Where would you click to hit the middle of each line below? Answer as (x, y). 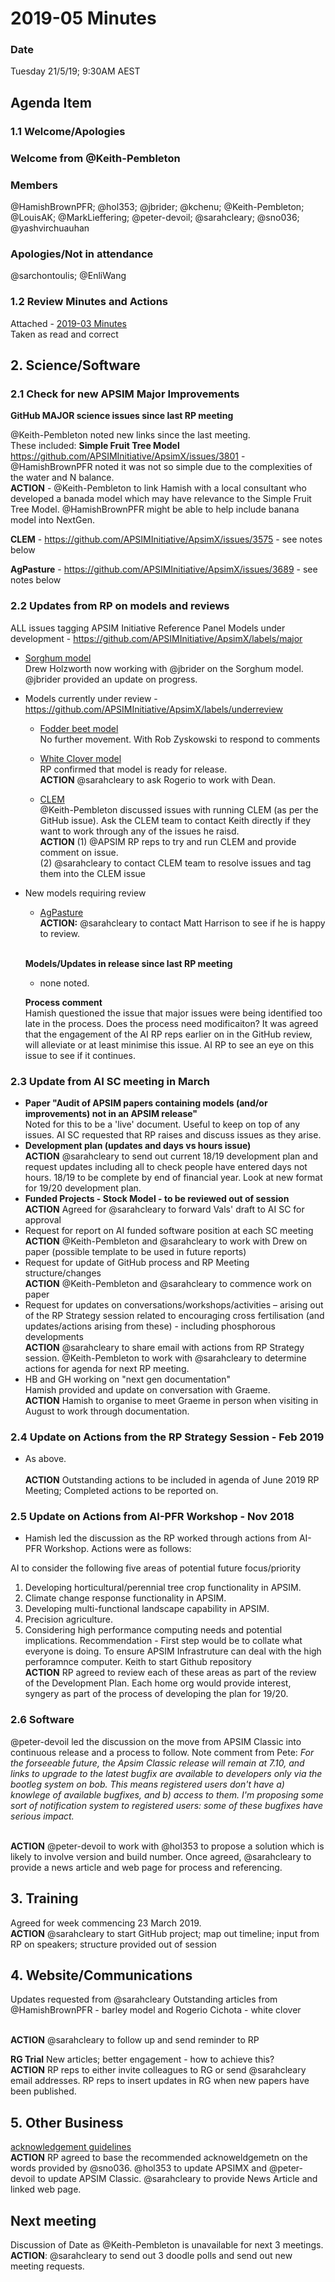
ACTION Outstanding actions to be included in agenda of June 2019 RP (172, 1480)
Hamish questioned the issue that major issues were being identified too (173, 1013)
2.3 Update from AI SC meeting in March (110, 1081)
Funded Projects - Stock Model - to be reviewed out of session (157, 1198)
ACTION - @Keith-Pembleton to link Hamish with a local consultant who (158, 488)
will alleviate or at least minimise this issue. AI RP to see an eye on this (169, 1044)
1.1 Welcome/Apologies (68, 131)
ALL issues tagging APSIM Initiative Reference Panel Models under (148, 628)
